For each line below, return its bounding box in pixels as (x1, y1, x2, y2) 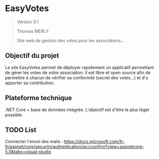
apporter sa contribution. (5, 80, 55, 86)
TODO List (5, 126, 36, 134)
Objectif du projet (5, 52, 60, 60)
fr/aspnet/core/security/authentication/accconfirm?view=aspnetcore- (5, 144, 144, 150)
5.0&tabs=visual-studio (5, 149, 51, 155)
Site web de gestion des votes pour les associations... (16, 37, 125, 43)
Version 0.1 (16, 19, 39, 25)
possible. (5, 112, 23, 117)
